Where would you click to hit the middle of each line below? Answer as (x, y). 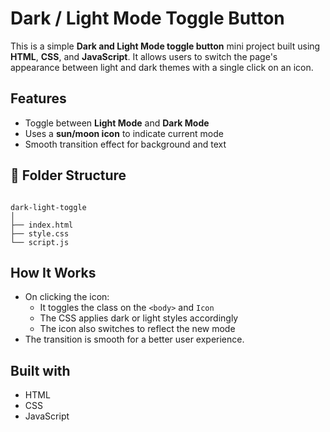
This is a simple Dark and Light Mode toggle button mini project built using (165, 46)
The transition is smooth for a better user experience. (134, 339)
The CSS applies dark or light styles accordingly (139, 318)
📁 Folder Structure (68, 175)
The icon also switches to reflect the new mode (137, 329)
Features (38, 98)
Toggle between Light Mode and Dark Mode (117, 123)
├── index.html (42, 225)
